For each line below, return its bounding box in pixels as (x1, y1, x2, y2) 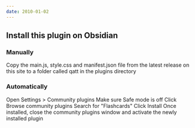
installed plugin (6, 114, 43, 122)
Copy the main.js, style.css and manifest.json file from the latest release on (6, 61, 190, 68)
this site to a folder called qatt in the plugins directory (6, 68, 136, 75)
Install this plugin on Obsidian (6, 31, 119, 41)
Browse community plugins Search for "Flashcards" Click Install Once (6, 102, 177, 109)
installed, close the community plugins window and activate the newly (6, 109, 177, 116)
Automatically (6, 83, 48, 91)
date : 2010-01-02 (6, 8, 49, 15)
